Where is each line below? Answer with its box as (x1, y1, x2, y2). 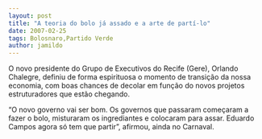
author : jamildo (8, 42, 63, 50)
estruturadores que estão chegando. (8, 89, 131, 99)
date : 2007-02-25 (8, 27, 67, 35)
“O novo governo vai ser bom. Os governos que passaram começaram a (8, 105, 249, 115)
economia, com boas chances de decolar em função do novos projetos (8, 81, 245, 91)
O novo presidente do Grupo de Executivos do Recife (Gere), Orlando (8, 63, 239, 73)
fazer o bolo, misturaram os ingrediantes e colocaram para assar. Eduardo (8, 113, 255, 123)
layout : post (8, 11, 52, 20)
